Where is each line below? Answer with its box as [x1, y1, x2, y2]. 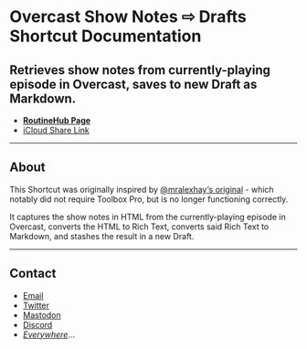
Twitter [22, 300, 50, 311]
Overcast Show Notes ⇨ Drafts [9, 6, 247, 27]
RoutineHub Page [22, 115, 91, 125]
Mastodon [22, 309, 61, 321]
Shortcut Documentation [9, 26, 202, 47]
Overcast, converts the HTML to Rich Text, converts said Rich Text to [9, 221, 270, 232]
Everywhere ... [22, 329, 76, 340]
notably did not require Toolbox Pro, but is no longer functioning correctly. [9, 194, 289, 205]
